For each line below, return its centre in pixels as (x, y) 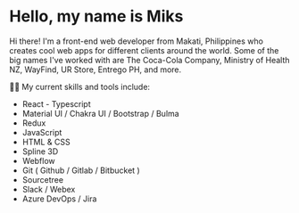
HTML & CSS (46, 142)
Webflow (38, 160)
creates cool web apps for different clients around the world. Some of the (144, 50)
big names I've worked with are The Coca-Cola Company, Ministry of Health (149, 60)
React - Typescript (56, 103)
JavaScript (42, 132)
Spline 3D (40, 151)
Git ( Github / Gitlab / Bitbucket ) (81, 170)
